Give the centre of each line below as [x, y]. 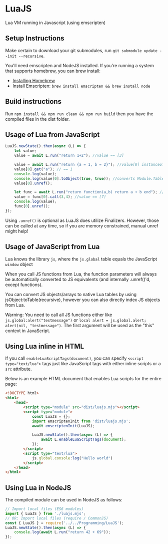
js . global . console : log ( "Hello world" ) [72, 458]
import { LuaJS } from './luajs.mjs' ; [45, 513]
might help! [17, 231]
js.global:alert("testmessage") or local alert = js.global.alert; [76, 320]
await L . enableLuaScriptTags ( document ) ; [83, 440]
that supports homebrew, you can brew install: [53, 71]
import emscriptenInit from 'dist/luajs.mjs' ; [81, 421]
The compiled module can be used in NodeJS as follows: [64, 500]
